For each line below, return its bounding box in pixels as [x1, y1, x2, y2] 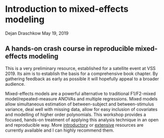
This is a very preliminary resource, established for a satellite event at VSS [5, 65, 156, 71]
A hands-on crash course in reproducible [5, 44, 134, 53]
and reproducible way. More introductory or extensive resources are [5, 122, 144, 128]
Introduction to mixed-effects [5, 3, 129, 15]
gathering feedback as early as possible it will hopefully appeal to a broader [5, 75, 159, 82]
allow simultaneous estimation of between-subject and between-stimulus [5, 101, 154, 107]
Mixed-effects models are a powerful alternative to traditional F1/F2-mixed [5, 90, 156, 97]
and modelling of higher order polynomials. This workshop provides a [5, 111, 146, 117]
